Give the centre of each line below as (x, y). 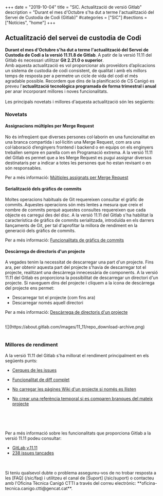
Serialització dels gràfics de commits (43, 189)
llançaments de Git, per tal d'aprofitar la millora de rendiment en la (71, 226)
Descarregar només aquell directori (48, 303)
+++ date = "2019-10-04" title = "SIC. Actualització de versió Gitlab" (73, 7)
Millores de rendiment (32, 345)
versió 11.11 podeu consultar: (33, 438)
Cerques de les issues (34, 370)
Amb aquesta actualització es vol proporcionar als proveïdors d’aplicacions (80, 65)
